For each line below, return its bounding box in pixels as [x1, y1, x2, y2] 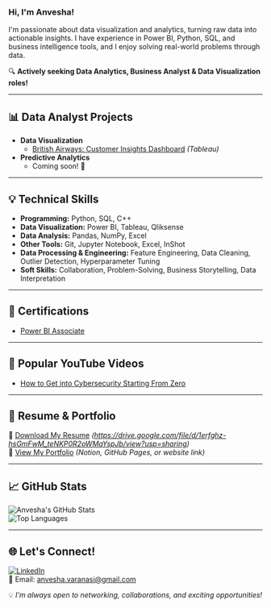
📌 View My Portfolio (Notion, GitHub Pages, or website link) [8, 448, 206, 457]
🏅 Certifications [8, 305, 90, 319]
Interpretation [19, 273, 66, 283]
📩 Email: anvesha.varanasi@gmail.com [8, 574, 137, 584]
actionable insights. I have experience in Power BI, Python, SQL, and [8, 33, 236, 43]
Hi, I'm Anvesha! [8, 6, 75, 18]
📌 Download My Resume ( [8, 431, 95, 440]
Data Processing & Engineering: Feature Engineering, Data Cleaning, [19, 248, 251, 257]
